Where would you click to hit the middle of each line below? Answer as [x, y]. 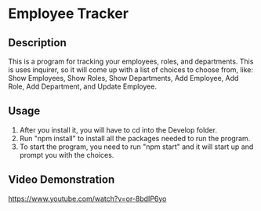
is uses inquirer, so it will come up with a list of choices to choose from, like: [130, 70]
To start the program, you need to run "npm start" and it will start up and [136, 147]
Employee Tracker [69, 14]
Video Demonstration [62, 180]
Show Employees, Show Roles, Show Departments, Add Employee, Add [123, 78]
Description [37, 43]
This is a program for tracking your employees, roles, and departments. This [131, 61]
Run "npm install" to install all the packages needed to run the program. [135, 138]
